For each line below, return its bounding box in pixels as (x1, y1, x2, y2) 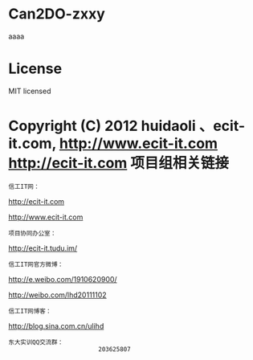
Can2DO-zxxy (8, 5, 106, 23)
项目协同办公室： (8, 229, 57, 237)
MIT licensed (8, 86, 51, 96)
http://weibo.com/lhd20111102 (8, 290, 107, 300)
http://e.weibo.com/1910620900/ (8, 274, 118, 284)
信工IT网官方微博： (8, 260, 64, 268)
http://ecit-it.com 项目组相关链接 (8, 154, 230, 173)
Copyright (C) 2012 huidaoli (8, 117, 197, 135)
